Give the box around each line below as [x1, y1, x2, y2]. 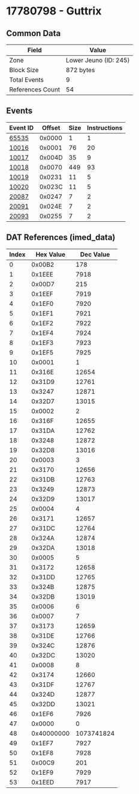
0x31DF [31, 680, 55, 689]
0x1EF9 [31, 768, 54, 777]
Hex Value [35, 250, 66, 258]
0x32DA [31, 543, 55, 552]
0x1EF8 [31, 748, 54, 757]
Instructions [86, 123, 123, 132]
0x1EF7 [31, 739, 54, 747]
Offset [41, 123, 61, 132]
